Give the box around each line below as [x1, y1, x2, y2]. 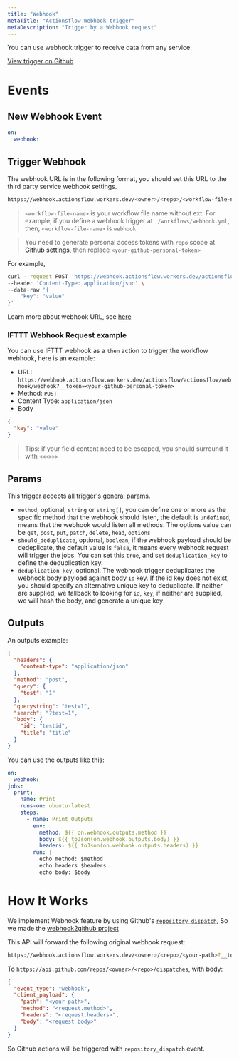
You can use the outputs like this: [7, 755, 105, 764]
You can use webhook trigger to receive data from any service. [7, 44, 192, 52]
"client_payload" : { [14, 992, 75, 999]
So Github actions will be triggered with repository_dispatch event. [7, 1044, 205, 1053]
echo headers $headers [38, 862, 107, 870]
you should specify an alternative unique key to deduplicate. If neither [17, 581, 223, 589]
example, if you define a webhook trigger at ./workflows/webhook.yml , [24, 216, 230, 225]
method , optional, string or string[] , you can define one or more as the [17, 505, 226, 514]
